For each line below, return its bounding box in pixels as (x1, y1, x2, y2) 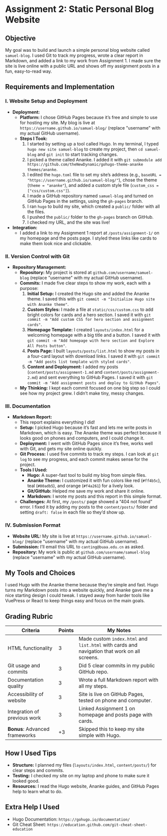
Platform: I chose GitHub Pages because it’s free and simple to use (19, 114, 158, 120)
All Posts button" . (27, 342, 67, 348)
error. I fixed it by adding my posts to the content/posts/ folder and (19, 504, 158, 510)
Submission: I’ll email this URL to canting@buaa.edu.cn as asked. (12, 544, 145, 550)
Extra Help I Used (5, 803, 60, 812)
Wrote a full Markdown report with (79, 677, 159, 684)
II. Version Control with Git (5, 253, 70, 260)
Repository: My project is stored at (19, 269, 92, 275)
